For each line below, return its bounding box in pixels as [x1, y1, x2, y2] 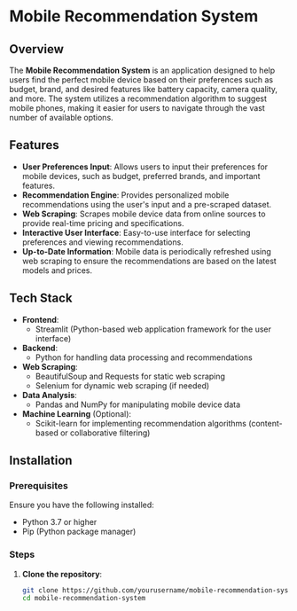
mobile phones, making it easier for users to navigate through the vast [9, 103, 266, 113]
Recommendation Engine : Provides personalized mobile [21, 189, 230, 200]
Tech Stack [9, 291, 73, 306]
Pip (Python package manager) [21, 526, 137, 537]
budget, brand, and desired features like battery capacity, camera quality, [9, 84, 277, 94]
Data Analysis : [21, 389, 77, 400]
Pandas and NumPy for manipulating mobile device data [35, 399, 241, 410]
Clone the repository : [21, 568, 103, 579]
